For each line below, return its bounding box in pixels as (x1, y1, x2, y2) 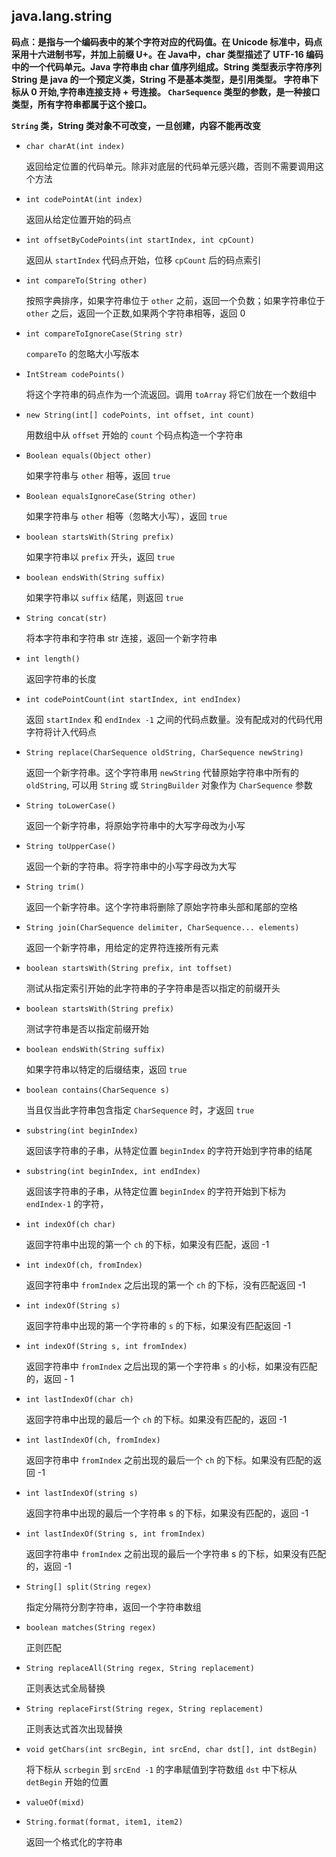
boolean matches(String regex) (25, 1622, 157, 1633)
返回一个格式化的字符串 (25, 1835, 123, 1848)
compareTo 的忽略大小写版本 (25, 347, 140, 359)
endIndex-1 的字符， (25, 1197, 109, 1209)
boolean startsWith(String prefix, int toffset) (25, 963, 233, 973)
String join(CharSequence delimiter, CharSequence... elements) (25, 922, 300, 933)
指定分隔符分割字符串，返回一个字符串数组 (25, 1600, 202, 1613)
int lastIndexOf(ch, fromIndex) (25, 1435, 161, 1445)
